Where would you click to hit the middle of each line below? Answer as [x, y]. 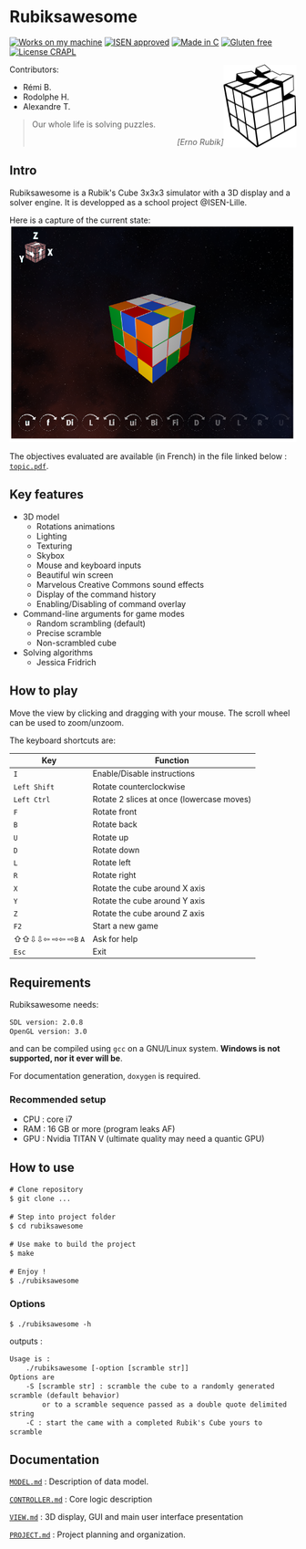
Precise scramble [69, 633]
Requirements [50, 983]
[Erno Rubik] [200, 141]
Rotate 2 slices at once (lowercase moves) [172, 799]
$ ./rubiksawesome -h [51, 1324]
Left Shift [34, 787]
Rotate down [116, 850]
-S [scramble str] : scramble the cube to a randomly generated [150, 1386]
